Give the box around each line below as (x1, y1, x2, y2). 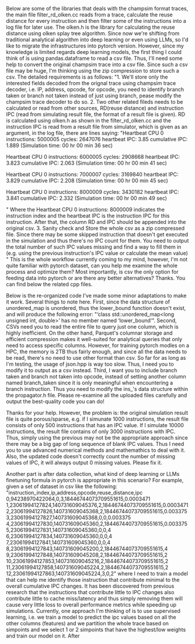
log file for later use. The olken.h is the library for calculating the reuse (6, 23, 175, 30)
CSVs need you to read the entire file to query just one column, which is (6, 323, 179, 330)
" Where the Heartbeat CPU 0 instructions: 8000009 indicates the (6, 206, 165, 213)
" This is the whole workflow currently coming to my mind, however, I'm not (6, 256, 188, 263)
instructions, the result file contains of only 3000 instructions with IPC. (6, 428, 176, 435)
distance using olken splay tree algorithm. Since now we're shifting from (6, 30, 180, 37)
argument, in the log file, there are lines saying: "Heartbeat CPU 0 (6, 130, 164, 137)
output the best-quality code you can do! (6, 398, 105, 405)
